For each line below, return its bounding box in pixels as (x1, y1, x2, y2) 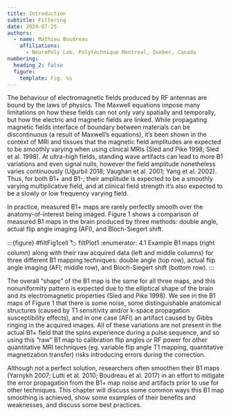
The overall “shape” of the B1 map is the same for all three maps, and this (7, 277, 216, 285)
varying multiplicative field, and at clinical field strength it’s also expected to (7, 182, 223, 191)
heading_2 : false (13, 62, 64, 69)
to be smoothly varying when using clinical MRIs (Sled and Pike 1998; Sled (7, 145, 219, 153)
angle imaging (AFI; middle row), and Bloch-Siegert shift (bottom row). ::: (7, 263, 214, 272)
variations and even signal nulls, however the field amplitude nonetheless (7, 160, 216, 168)
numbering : (7, 55, 39, 62)
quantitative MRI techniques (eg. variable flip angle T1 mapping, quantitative (7, 343, 223, 352)
